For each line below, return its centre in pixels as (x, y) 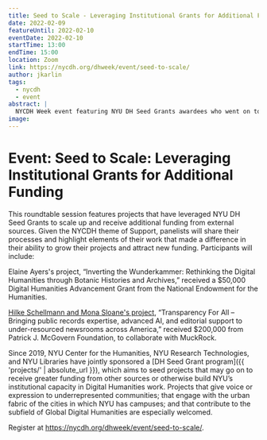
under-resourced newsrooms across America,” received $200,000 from (126, 329)
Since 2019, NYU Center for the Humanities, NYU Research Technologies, (129, 353)
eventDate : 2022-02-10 (46, 38)
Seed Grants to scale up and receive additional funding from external (121, 222)
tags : (17, 82)
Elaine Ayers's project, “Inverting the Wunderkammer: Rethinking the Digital (132, 272)
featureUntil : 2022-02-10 (51, 30)
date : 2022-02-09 (37, 23)
